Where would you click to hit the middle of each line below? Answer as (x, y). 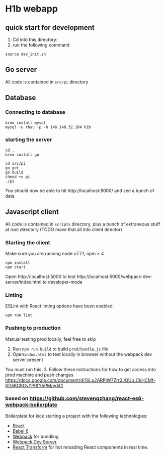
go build (14, 172)
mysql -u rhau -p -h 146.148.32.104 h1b (48, 127)
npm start (16, 267)
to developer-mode (62, 282)
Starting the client (28, 242)
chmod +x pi (18, 177)
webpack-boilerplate (31, 405)
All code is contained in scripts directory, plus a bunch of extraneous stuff (83, 224)
